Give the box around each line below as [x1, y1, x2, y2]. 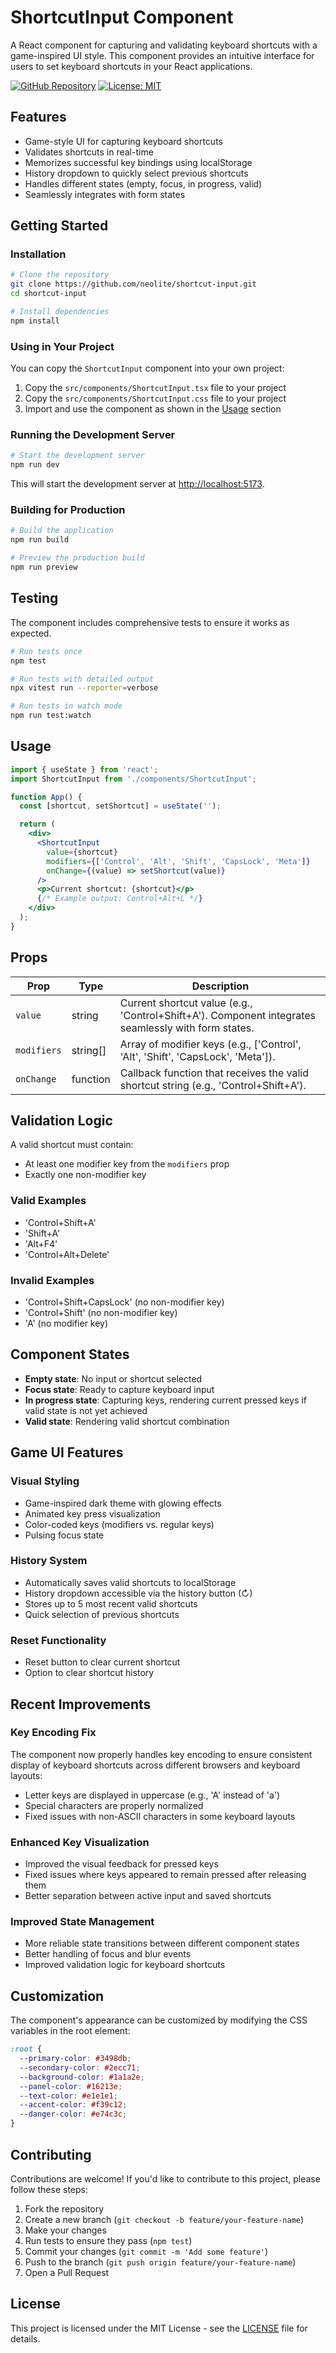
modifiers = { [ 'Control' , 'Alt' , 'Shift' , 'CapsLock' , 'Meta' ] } [46, 856, 311, 866]
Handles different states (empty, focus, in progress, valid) [24, 177, 263, 190]
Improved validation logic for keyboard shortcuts [24, 1959, 226, 1971]
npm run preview [10, 562, 78, 573]
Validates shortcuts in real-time [24, 146, 154, 158]
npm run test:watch [10, 711, 92, 721]
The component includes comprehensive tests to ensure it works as [10, 616, 290, 628]
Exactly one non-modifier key [24, 1169, 147, 1181]
